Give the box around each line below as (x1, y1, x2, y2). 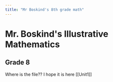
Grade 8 (5, 58, 30, 67)
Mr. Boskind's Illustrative (5, 28, 109, 39)
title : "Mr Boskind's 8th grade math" (5, 7, 84, 12)
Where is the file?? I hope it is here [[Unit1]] (5, 71, 92, 77)
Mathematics (5, 39, 60, 50)
